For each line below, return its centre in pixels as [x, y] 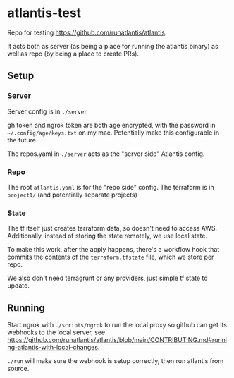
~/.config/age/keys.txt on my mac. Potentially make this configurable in [113, 133]
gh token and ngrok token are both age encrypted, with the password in [112, 125]
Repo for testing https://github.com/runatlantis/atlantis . [87, 32]
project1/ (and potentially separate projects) [72, 195]
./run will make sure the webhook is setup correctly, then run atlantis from [116, 361]
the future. [23, 140]
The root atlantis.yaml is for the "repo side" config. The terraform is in [111, 187]
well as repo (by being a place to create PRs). [73, 54]
